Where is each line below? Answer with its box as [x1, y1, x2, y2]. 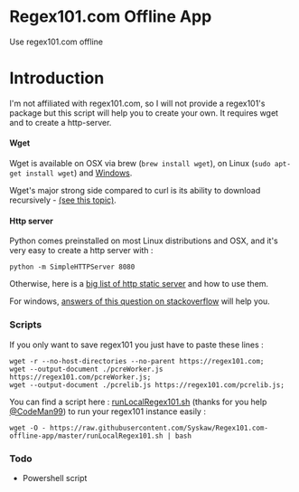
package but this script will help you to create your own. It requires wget [9, 107, 278, 118]
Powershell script [22, 472, 88, 483]
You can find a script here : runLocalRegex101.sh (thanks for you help [9, 396, 267, 407]
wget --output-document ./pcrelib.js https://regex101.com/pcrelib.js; [9, 380, 285, 390]
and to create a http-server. [9, 117, 112, 128]
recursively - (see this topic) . [9, 194, 117, 205]
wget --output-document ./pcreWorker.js [9, 364, 164, 374]
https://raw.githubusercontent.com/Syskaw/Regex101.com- [49, 423, 269, 432]
